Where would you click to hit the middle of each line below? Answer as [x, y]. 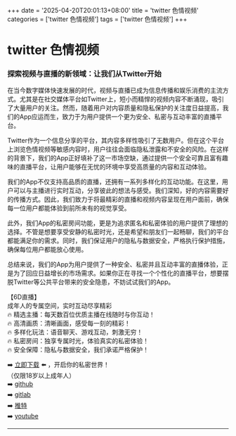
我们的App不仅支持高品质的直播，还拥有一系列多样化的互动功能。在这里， [115, 182]
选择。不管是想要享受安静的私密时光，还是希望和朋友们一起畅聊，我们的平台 [118, 232]
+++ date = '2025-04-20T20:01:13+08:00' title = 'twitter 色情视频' [103, 10]
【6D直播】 [24, 297]
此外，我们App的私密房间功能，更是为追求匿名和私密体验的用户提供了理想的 [118, 223]
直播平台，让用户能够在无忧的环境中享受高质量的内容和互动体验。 [115, 167]
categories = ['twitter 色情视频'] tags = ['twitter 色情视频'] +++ [97, 19]
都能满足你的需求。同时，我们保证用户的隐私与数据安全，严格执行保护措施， [118, 241]
